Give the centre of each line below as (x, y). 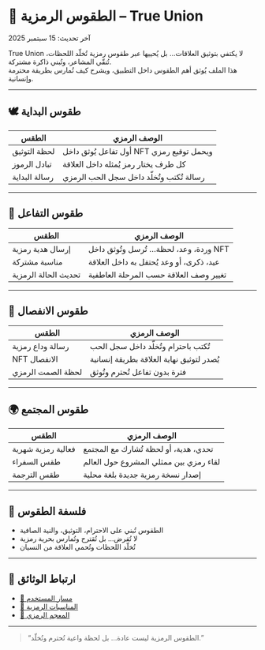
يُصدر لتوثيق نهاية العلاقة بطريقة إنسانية (155, 359)
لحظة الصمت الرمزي (47, 372)
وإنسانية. (21, 78)
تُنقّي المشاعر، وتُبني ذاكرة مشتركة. (60, 62)
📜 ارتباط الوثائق (42, 579)
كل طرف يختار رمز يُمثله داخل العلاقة (125, 163)
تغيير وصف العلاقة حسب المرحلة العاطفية (157, 274)
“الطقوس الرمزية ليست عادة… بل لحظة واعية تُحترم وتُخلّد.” (115, 637)
